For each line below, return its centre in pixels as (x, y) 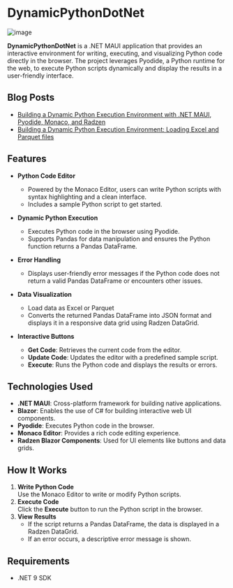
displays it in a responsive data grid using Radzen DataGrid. (113, 323)
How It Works (37, 470)
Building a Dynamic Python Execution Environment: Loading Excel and (118, 129)
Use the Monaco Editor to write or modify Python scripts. (99, 494)
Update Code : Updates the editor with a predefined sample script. (123, 357)
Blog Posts (31, 98)
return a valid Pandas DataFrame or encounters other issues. (115, 281)
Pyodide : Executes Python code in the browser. (86, 426)
